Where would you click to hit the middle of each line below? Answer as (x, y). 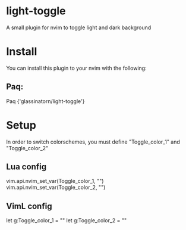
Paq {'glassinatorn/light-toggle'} (45, 101)
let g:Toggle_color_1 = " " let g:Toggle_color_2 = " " (67, 220)
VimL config (29, 206)
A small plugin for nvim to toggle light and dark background (79, 27)
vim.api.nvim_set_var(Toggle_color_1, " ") (55, 181)
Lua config (26, 167)
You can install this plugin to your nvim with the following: (76, 68)
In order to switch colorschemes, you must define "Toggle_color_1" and (93, 142)
